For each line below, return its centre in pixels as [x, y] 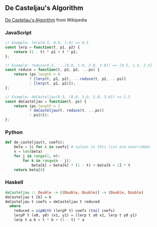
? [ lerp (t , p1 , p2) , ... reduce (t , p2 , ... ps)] [78, 79]
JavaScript [18, 32]
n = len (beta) [28, 151]
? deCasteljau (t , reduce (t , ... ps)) [67, 111]
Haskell [14, 182]
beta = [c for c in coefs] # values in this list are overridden [82, 147]
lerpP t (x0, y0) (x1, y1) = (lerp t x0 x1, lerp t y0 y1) [76, 215]
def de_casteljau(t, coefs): [35, 142]
